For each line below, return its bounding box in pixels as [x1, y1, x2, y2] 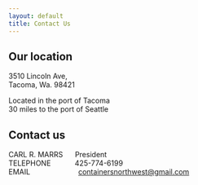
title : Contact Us [8, 20, 71, 28]
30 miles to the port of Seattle [8, 104, 109, 114]
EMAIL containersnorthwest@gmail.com [8, 167, 190, 177]
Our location [8, 50, 73, 64]
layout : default [8, 11, 64, 20]
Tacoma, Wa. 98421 [8, 80, 75, 90]
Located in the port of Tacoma [8, 95, 110, 106]
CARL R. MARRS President [8, 150, 108, 160]
